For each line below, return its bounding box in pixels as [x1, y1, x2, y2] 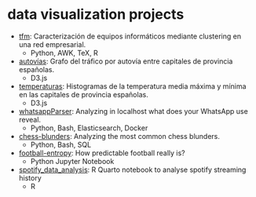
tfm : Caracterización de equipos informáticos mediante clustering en [18, 31, 241, 41]
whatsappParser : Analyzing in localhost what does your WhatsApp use [18, 106, 248, 115]
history [18, 173, 42, 182]
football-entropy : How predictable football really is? [18, 148, 185, 158]
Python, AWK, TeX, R [30, 48, 99, 57]
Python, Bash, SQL [30, 140, 92, 149]
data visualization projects [7, 5, 185, 24]
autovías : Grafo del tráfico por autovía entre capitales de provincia [18, 57, 233, 66]
